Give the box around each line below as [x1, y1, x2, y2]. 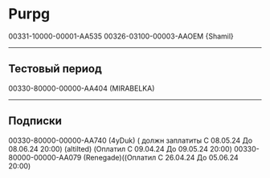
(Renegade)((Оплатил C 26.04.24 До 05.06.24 [83, 152, 239, 162]
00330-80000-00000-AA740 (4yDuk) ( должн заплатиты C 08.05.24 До [8, 136, 253, 145]
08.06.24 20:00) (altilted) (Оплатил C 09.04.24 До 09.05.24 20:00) [8, 144, 233, 153]
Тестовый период [8, 62, 102, 76]
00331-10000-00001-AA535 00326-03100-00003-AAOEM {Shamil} [8, 31, 235, 41]
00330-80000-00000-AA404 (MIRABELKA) [8, 83, 155, 93]
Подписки [8, 114, 63, 128]
